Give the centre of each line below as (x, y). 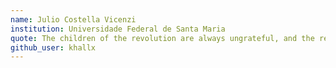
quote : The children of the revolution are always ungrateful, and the (162, 38)
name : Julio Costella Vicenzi (73, 19)
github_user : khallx (53, 47)
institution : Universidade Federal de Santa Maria (118, 29)
